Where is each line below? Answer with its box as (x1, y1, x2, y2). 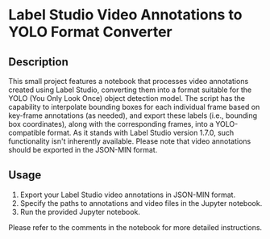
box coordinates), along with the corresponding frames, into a (8, 119, 214, 128)
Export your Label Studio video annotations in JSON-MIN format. (19, 190, 236, 199)
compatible (8, 128, 46, 137)
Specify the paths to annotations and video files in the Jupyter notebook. (19, 198, 263, 208)
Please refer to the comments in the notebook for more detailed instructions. (8, 222, 263, 232)
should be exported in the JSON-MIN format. (8, 145, 158, 154)
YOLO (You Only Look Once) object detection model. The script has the (8, 94, 246, 103)
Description (8, 55, 69, 69)
